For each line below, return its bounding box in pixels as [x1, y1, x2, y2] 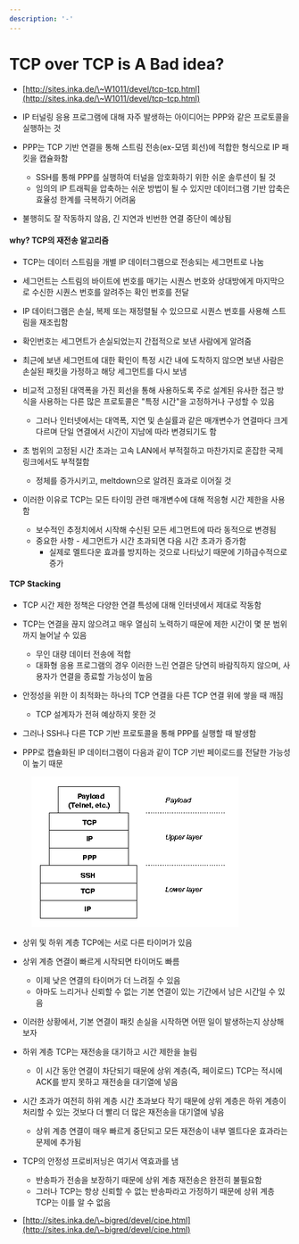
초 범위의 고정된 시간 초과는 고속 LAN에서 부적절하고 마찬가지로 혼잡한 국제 [21, 444, 284, 455]
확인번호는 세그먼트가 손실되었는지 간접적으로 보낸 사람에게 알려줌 [21, 336, 252, 346]
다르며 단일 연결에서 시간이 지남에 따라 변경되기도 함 [35, 426, 217, 436]
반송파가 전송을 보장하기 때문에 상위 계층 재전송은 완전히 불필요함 [35, 1174, 262, 1185]
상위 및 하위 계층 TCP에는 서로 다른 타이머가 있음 [21, 937, 193, 948]
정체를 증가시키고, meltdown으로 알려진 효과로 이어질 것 [35, 475, 232, 485]
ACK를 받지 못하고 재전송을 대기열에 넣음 [35, 1076, 179, 1087]
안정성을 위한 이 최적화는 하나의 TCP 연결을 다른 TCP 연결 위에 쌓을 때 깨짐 [21, 690, 284, 701]
